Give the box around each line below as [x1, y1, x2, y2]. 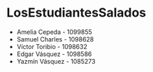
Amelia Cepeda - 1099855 [16, 28, 92, 36]
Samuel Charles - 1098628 [16, 35, 94, 43]
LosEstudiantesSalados [6, 5, 147, 21]
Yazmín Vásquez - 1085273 [16, 57, 96, 65]
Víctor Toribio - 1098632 [16, 42, 88, 51]
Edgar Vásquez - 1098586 [16, 50, 92, 58]
